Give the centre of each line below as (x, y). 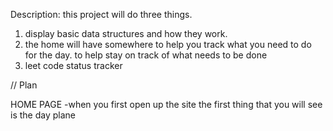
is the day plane (43, 115)
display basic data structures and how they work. (126, 33)
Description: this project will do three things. (101, 14)
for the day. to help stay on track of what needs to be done (146, 55)
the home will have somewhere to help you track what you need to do (168, 44)
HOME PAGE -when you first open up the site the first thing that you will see (166, 104)
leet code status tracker (73, 65)
